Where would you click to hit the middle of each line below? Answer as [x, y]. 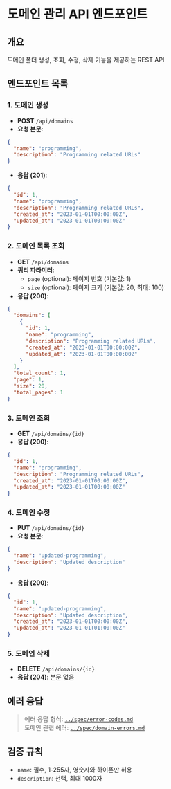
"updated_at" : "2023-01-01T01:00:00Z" [70, 628]
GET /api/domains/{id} [51, 434]
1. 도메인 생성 [28, 105]
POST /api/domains [45, 120]
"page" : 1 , [29, 380]
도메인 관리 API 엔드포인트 [78, 14]
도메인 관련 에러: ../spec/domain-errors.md [84, 728]
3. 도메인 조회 [29, 418]
